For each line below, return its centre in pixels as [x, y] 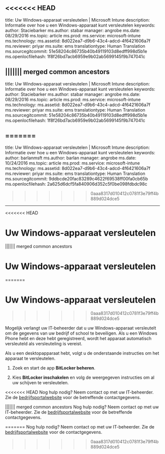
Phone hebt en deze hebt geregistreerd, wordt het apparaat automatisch [78, 339]
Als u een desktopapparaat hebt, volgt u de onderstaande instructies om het [82, 353]
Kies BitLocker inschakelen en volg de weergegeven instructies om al [83, 377]
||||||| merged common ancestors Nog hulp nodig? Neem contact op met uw [82, 407]
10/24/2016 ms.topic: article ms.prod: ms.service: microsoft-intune [72, 163]
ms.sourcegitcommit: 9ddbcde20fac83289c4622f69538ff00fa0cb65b [77, 179]
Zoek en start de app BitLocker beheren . [54, 368]
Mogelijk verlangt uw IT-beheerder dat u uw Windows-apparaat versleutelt [81, 328]
